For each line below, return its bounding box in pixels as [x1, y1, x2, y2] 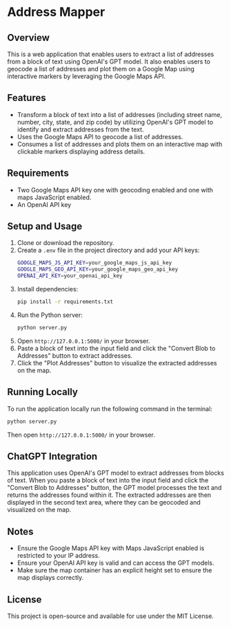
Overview [7, 32, 50, 44]
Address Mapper [7, 4, 106, 20]
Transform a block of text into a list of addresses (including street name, [17, 110, 223, 118]
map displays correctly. [17, 574, 84, 582]
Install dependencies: [17, 285, 79, 293]
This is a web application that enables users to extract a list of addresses [7, 50, 214, 58]
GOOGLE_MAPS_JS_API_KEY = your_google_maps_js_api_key [17, 260, 172, 266]
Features [7, 92, 46, 104]
